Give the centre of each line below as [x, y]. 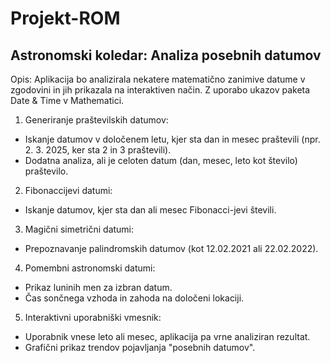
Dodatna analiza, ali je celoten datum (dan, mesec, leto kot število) [161, 160]
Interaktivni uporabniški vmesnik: [93, 317]
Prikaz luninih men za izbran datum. [98, 287]
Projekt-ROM [65, 18]
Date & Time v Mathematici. [67, 100]
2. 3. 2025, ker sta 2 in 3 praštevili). [98, 150]
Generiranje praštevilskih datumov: [96, 120]
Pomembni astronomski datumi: [90, 268]
